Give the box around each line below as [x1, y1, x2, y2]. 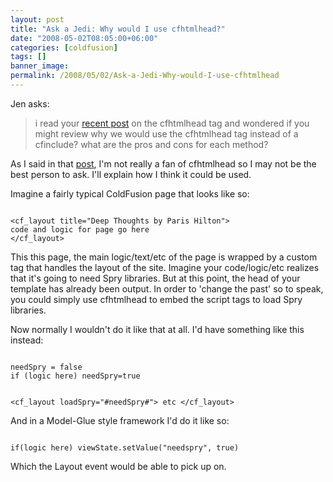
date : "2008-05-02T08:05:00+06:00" [10, 33, 159, 43]
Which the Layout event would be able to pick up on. [10, 460, 227, 472]
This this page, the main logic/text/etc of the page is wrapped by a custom [10, 251, 318, 263]
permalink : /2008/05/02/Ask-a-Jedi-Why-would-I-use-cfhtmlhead [10, 71, 280, 81]
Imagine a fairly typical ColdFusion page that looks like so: [10, 187, 250, 200]
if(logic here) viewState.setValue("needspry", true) [10, 442, 240, 453]
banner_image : [10, 61, 70, 71]
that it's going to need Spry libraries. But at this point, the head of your [10, 272, 301, 284]
